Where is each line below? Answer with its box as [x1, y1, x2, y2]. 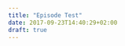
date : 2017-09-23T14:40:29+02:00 [8, 19, 118, 27]
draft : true [8, 26, 47, 34]
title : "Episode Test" [8, 11, 83, 19]
